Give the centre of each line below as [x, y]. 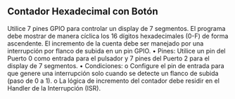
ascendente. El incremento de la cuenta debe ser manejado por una [106, 43]
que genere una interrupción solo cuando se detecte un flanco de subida [113, 73]
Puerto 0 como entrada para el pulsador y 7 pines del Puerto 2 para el [108, 58]
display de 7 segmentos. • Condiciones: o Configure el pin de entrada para [116, 65]
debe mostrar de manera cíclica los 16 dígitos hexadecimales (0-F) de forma [118, 36]
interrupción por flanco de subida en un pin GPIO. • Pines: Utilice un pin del [116, 51]
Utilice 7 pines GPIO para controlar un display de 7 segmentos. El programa [116, 28]
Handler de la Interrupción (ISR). [54, 88]
